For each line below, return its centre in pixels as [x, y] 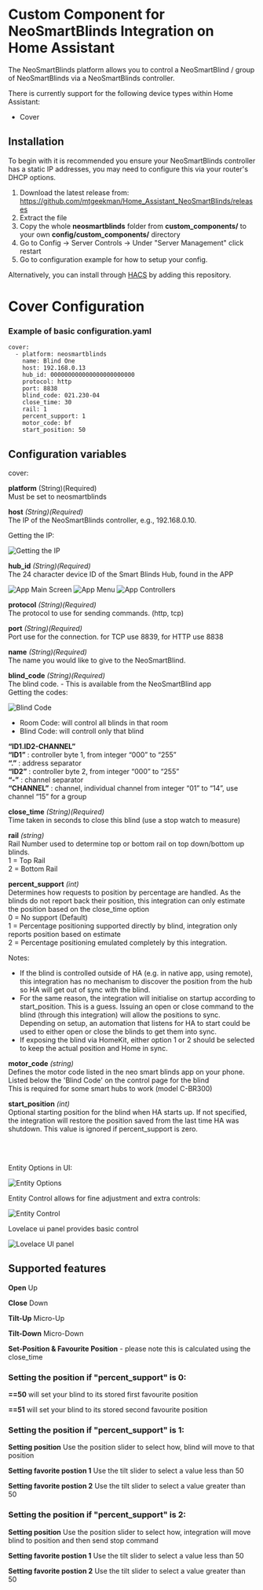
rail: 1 [35, 409]
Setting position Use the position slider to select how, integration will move [130, 1532]
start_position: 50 [54, 430]
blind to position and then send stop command [83, 1540]
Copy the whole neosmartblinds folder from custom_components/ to [133, 226]
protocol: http [47, 382]
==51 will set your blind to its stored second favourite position [108, 1410]
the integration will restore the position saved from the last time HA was [124, 1121]
